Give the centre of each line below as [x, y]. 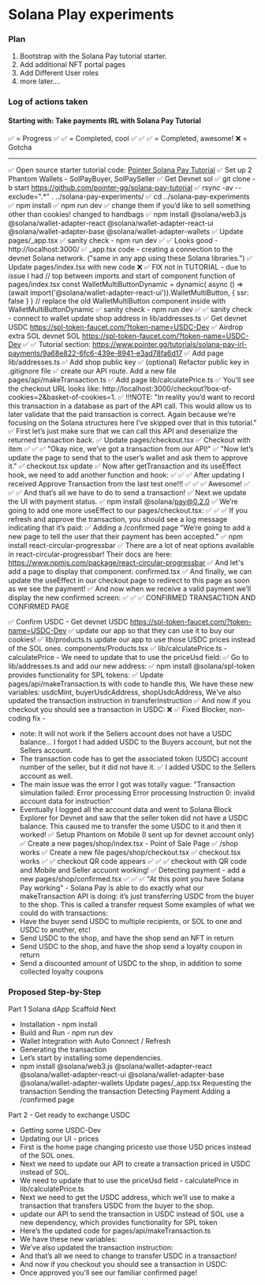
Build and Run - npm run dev [66, 1032]
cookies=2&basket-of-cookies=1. [62, 397]
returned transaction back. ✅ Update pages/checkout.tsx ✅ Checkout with [129, 440]
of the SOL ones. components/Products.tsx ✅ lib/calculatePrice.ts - [118, 648]
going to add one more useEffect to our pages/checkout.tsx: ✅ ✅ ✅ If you [128, 510]
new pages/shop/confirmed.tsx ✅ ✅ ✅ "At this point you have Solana [132, 879]
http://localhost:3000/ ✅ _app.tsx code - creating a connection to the [121, 249]
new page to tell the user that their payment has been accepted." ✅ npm [125, 536]
